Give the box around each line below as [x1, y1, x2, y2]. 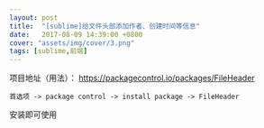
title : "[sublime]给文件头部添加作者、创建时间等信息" [9, 22, 201, 31]
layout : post [9, 13, 59, 23]
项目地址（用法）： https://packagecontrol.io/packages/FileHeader [9, 73, 255, 84]
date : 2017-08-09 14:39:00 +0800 [9, 30, 143, 39]
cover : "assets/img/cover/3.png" [9, 38, 135, 48]
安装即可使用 [9, 109, 57, 120]
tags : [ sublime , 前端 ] [9, 47, 88, 56]
